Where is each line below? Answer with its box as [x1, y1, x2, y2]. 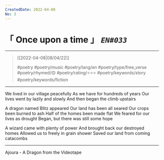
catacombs [5, 136, 28, 142]
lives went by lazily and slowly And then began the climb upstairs [5, 96, 136, 102]
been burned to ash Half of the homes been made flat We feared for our [5, 110, 150, 117]
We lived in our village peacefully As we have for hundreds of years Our [5, 91, 150, 97]
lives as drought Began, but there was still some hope [5, 116, 113, 122]
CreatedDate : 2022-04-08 [5, 7, 56, 12]
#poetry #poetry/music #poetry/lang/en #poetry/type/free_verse [17, 64, 147, 71]
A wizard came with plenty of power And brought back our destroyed [5, 125, 144, 131]
